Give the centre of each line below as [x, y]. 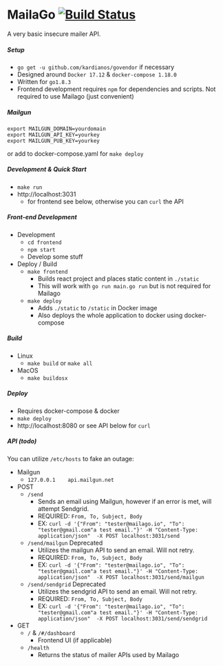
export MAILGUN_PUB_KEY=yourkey [53, 141]
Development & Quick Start [47, 170]
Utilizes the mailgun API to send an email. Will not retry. [116, 550]
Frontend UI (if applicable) [75, 640]
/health [38, 648]
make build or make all [60, 363]
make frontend [47, 272]
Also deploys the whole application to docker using [110, 315]
